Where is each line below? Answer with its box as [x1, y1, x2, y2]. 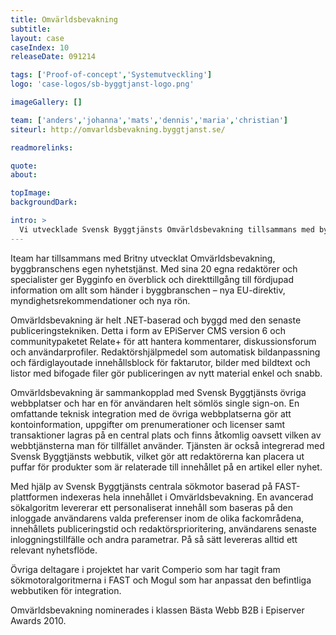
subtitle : [10, 24, 52, 34]
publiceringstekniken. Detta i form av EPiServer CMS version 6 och [10, 324, 286, 336]
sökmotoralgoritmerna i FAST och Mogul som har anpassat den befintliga [10, 574, 312, 586]
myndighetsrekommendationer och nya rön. [10, 294, 191, 306]
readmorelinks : [10, 142, 74, 153]
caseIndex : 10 [10, 42, 70, 53]
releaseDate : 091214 [10, 52, 97, 62]
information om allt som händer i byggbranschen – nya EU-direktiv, [10, 284, 286, 296]
